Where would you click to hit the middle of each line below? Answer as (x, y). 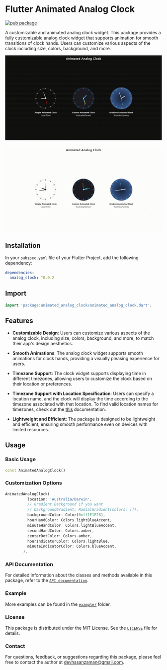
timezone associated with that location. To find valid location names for (85, 404)
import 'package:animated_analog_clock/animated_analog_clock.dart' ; (79, 305)
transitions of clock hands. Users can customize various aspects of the (78, 43)
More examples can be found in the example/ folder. (58, 604)
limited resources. (31, 429)
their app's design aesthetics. (42, 343)
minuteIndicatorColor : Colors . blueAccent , (72, 546)
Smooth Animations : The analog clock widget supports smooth (78, 353)
